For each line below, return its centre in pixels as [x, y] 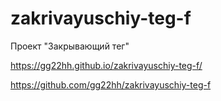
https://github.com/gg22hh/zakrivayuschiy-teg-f [111, 84]
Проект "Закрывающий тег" [70, 46]
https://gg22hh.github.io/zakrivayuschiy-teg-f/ [106, 65]
